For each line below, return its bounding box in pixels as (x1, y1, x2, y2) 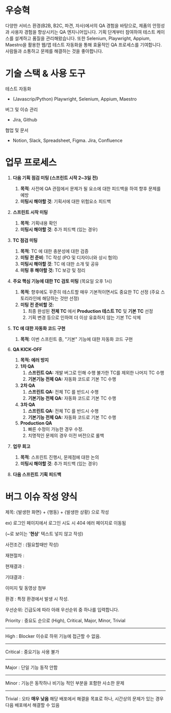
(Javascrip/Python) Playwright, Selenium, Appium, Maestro (12, 95, 137, 102)
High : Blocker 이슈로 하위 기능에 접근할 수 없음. (5, 633, 101, 639)
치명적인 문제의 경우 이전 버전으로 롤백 (27, 432, 104, 438)
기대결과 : (5, 574, 24, 580)
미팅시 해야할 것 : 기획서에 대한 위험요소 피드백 (20, 198, 111, 204)
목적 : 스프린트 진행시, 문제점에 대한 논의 (20, 454, 99, 460)
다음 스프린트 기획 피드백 (12, 471, 62, 477)
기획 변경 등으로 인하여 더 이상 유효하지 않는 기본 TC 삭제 (27, 314, 141, 321)
